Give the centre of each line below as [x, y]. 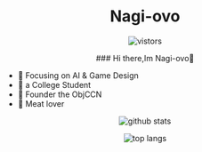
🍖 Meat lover [41, 103]
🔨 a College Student [54, 84]
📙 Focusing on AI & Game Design [78, 75]
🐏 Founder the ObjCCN [60, 94]
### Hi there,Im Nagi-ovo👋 [145, 58]
